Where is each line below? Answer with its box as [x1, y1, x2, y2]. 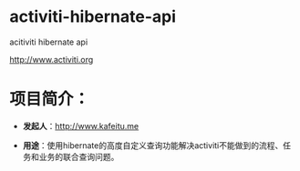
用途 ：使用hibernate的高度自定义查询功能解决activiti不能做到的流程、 [22, 139, 284, 151]
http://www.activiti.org [9, 54, 94, 65]
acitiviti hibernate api [9, 36, 88, 47]
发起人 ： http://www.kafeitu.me [22, 120, 140, 131]
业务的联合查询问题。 [38, 151, 119, 162]
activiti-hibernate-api [9, 6, 176, 27]
